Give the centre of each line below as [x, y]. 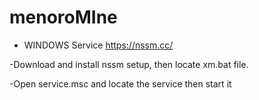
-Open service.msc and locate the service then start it [120, 83]
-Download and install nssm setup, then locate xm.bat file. [129, 64]
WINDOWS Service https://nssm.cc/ [98, 45]
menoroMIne [63, 17]
